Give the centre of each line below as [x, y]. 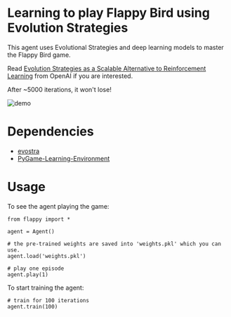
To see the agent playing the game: [58, 206]
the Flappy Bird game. [39, 55]
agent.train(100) [33, 306]
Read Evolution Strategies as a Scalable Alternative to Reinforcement [107, 68]
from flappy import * [39, 219]
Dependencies [51, 132]
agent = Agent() [31, 231]
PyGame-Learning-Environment [64, 158]
